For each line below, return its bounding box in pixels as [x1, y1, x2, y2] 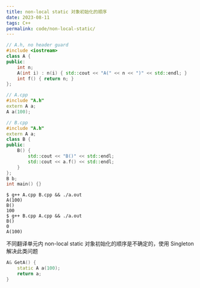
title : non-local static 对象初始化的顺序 [6, 8, 107, 15]
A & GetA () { [6, 260, 36, 266]
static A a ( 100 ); [17, 265, 61, 271]
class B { [6, 136, 31, 142]
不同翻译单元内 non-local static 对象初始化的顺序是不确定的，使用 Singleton [6, 240, 195, 247]
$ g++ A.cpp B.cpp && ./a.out [6, 192, 83, 198]
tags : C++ [6, 20, 31, 26]
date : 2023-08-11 [6, 14, 50, 20]
